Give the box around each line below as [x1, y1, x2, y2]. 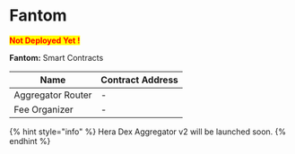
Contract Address [100, 73, 179, 86]
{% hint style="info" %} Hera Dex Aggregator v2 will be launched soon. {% [9, 126, 287, 137]
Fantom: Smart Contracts [9, 52, 104, 63]
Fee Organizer [13, 103, 74, 115]
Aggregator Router [13, 89, 92, 101]
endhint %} [9, 135, 51, 146]
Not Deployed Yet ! [9, 35, 81, 46]
